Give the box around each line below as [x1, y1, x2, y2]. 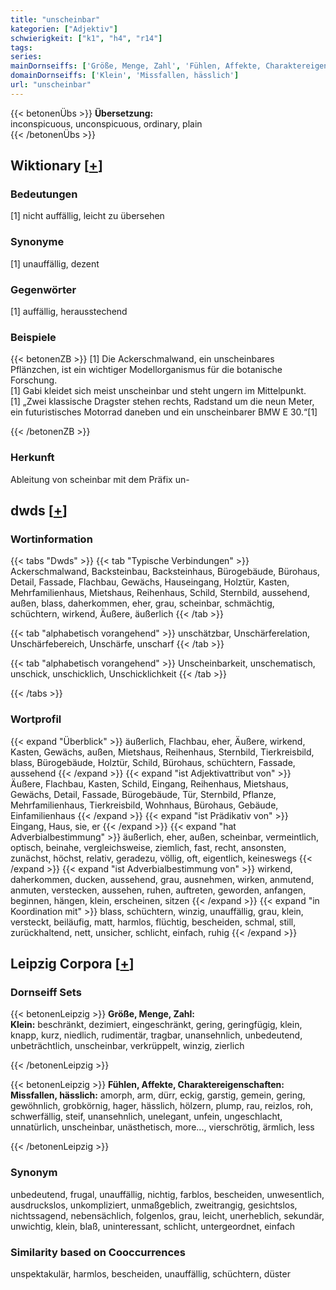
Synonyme [10, 235, 65, 249]
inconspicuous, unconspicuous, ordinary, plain [10, 117, 203, 130]
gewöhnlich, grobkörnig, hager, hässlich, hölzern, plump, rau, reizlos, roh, [10, 1100, 314, 1112]
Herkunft [10, 451, 55, 465]
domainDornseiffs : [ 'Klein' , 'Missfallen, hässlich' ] [10, 71, 240, 81]
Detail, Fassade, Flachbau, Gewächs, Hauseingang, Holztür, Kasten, [10, 576, 290, 588]
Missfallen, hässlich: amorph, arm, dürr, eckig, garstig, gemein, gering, [10, 1089, 306, 1101]
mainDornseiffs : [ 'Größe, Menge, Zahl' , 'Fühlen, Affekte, [10, 61, 262, 71]
